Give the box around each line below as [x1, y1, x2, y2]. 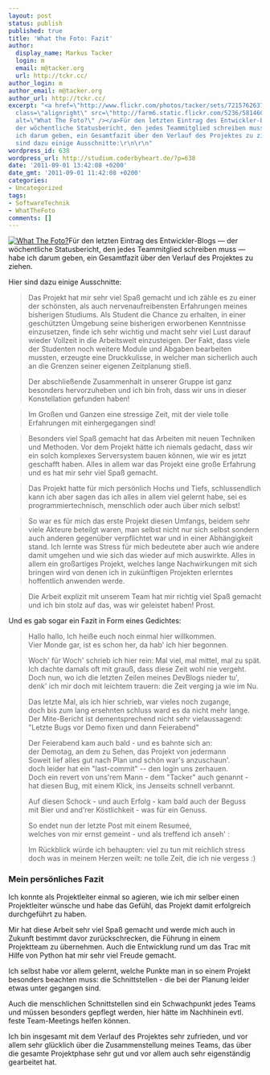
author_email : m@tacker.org [8, 86, 103, 95]
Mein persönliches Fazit [8, 874, 104, 885]
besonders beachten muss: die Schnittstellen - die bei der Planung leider [8, 974, 250, 984]
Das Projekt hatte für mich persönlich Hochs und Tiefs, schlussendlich [27, 484, 261, 494]
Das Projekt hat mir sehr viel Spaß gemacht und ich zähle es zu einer [27, 293, 257, 303]
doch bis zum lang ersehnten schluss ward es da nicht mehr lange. [27, 705, 251, 715]
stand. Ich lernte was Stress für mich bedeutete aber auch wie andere [27, 542, 260, 552]
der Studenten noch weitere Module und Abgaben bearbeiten [27, 344, 232, 354]
